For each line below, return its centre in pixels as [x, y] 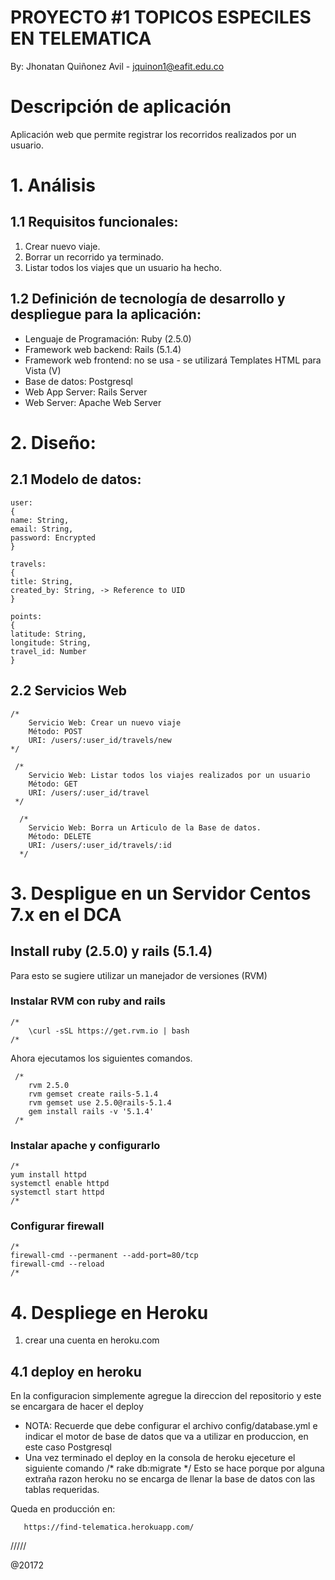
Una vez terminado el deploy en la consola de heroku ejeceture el [160, 1458]
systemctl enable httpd [60, 1184]
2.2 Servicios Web [69, 691]
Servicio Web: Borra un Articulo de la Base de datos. [145, 827]
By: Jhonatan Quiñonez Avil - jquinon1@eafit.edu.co [117, 66]
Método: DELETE [60, 836]
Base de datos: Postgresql [78, 381]
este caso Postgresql [68, 1447]
